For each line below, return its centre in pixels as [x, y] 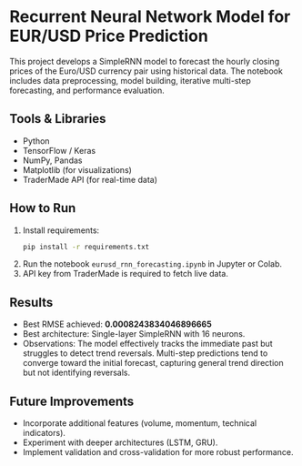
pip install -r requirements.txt [86, 247]
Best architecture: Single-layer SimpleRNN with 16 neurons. [134, 334]
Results [31, 302]
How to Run [43, 208]
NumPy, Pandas [52, 160]
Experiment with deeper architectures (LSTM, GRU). [120, 442]
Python [36, 141]
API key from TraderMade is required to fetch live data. [126, 274]
